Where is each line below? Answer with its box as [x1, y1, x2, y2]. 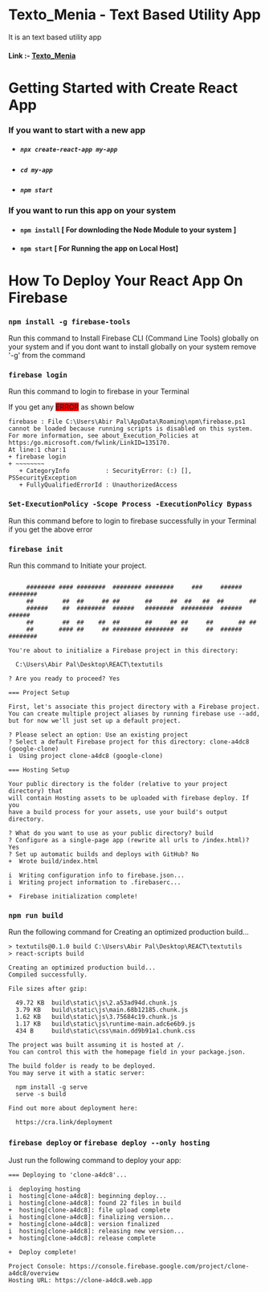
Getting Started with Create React [8, 79, 238, 97]
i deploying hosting [8, 1184, 81, 1193]
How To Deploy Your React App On [8, 271, 243, 290]
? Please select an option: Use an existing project [8, 731, 189, 739]
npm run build [8, 911, 63, 920]
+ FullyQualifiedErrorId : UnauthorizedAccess [18, 481, 178, 489]
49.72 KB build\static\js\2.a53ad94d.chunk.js [15, 999, 178, 1007]
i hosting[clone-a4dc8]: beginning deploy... [8, 1192, 167, 1200]
